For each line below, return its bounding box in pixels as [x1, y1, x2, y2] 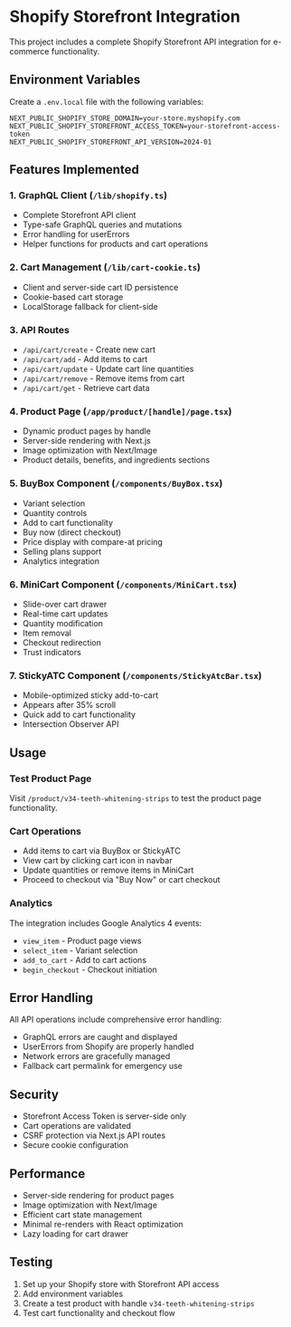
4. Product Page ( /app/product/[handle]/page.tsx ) [9, 405, 232, 417]
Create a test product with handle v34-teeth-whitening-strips [22, 1297, 255, 1309]
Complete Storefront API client [22, 210, 136, 221]
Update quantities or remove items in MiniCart [22, 864, 194, 875]
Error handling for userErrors [22, 229, 130, 240]
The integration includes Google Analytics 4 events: [9, 917, 202, 929]
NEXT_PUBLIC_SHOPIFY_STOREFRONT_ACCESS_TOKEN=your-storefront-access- [9, 121, 281, 130]
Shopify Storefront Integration [9, 6, 241, 27]
